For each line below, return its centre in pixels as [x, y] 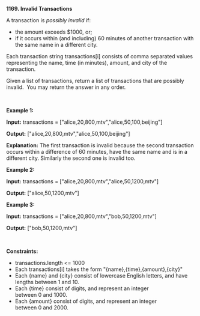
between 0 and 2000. [42, 308]
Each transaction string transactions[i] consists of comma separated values [100, 56]
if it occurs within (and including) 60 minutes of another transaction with [104, 38]
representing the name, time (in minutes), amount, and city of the [87, 63]
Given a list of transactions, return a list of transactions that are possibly [95, 81]
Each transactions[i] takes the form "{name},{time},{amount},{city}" [99, 269]
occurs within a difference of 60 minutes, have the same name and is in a [97, 152]
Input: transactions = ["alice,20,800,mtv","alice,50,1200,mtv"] [83, 181]
